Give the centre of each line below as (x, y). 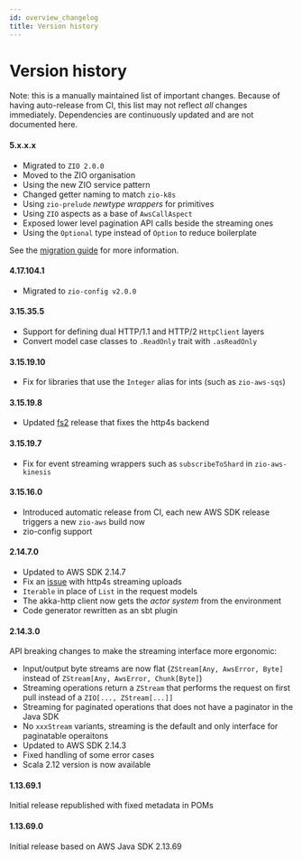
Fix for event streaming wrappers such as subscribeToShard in (137, 463)
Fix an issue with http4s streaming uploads (102, 582)
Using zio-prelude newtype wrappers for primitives (118, 203)
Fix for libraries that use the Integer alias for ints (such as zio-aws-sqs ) (154, 382)
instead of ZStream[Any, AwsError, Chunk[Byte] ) (112, 678)
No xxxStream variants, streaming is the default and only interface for (150, 726)
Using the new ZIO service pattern (86, 184)
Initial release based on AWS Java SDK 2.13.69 (96, 846)
